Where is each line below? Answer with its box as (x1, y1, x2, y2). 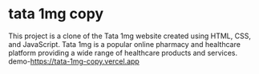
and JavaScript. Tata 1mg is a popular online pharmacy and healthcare (8, 39, 241, 49)
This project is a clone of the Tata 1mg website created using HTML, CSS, (8, 31, 251, 41)
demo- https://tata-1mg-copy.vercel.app (8, 56, 140, 66)
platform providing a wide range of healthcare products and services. (8, 48, 238, 57)
